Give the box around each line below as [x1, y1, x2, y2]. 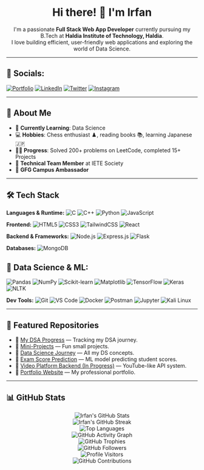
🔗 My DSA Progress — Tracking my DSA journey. [15, 336, 138, 343]
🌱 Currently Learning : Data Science [15, 124, 106, 132]
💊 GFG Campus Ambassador [15, 166, 89, 173]
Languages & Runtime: [6, 209, 65, 217]
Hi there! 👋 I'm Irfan [52, 5, 152, 19]
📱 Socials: [6, 68, 45, 79]
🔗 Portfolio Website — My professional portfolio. [15, 368, 135, 376]
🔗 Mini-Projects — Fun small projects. [15, 343, 109, 349]
